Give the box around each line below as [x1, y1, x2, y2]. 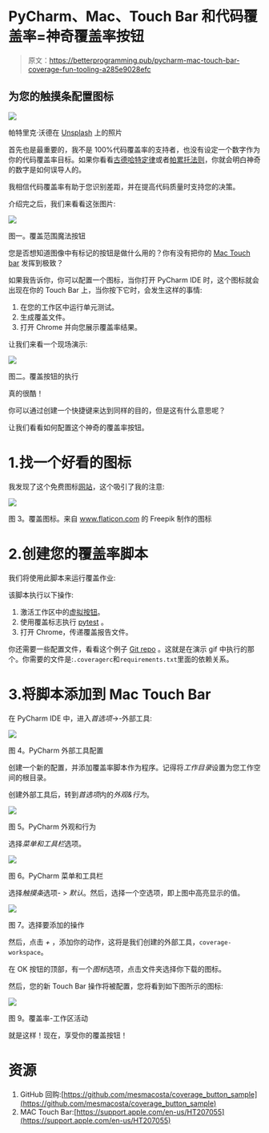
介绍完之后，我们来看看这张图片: [8, 198, 116, 209]
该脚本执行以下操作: [8, 590, 74, 599]
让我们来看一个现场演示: [8, 339, 88, 349]
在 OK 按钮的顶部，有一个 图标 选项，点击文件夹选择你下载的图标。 [8, 964, 226, 973]
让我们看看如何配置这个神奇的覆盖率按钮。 [8, 422, 149, 432]
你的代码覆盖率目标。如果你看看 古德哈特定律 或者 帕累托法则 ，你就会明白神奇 [8, 154, 261, 164]
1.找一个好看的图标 [8, 453, 132, 472]
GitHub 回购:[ [19, 1089, 64, 1099]
